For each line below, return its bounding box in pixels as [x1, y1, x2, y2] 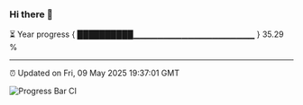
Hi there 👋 [9, 8, 54, 21]
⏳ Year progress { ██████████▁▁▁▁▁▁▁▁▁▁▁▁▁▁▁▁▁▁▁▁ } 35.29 [9, 29, 284, 39]
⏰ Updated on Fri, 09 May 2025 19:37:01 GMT [9, 67, 180, 79]
